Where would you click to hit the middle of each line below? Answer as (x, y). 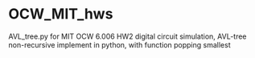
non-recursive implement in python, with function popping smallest (119, 44)
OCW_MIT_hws (61, 14)
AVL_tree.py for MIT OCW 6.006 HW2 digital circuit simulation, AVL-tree (127, 36)
